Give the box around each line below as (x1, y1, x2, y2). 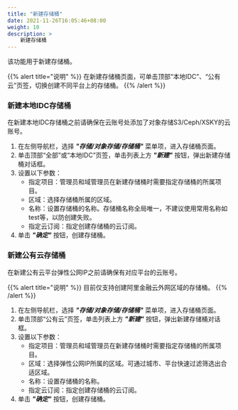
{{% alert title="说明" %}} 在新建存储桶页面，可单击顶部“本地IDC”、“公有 (7, 72, 221, 81)
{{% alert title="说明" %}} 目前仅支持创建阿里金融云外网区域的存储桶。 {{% (7, 283, 227, 291)
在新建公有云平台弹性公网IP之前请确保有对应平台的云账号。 (7, 268, 181, 276)
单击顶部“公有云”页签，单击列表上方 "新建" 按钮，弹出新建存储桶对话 (17, 314, 221, 323)
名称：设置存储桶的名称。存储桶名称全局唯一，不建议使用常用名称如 (28, 204, 228, 213)
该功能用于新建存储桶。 (7, 58, 76, 66)
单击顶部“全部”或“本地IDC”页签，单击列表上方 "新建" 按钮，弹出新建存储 (17, 151, 231, 160)
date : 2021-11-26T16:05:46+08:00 (7, 17, 107, 24)
